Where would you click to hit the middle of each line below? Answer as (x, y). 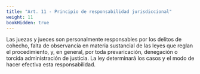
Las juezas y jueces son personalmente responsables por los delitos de (94, 40)
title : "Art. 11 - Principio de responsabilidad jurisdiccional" (89, 12)
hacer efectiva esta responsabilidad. (51, 65)
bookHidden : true (28, 22)
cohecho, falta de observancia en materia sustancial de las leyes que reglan (100, 46)
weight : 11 (20, 17)
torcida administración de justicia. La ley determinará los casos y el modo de (100, 58)
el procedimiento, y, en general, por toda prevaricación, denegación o (92, 52)
